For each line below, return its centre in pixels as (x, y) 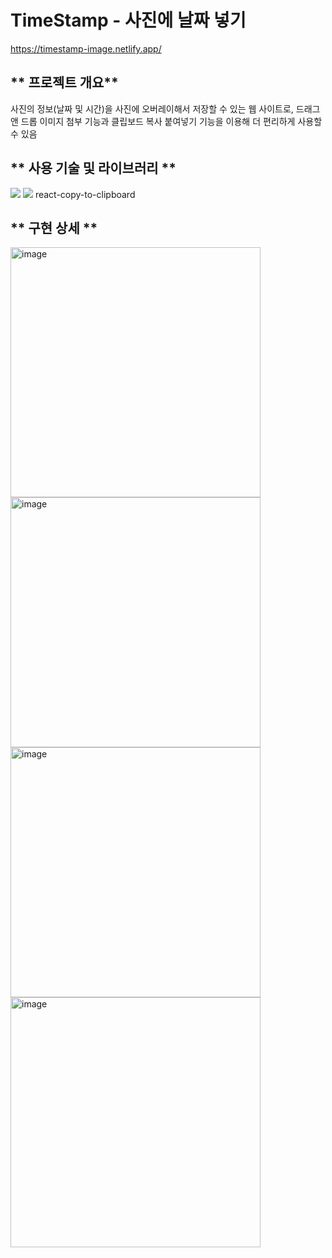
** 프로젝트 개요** (64, 82)
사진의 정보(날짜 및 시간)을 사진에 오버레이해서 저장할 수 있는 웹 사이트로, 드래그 (165, 108)
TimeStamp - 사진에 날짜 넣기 (128, 20)
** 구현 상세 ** (54, 227)
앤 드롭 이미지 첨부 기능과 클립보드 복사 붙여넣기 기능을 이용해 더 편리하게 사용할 (166, 121)
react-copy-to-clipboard (85, 194)
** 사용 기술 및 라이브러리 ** (93, 168)
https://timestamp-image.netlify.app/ (86, 48)
